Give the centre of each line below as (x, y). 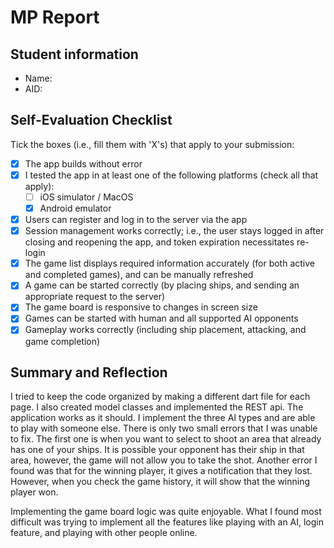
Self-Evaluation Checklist (91, 120)
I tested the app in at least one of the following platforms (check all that (171, 175)
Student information (74, 54)
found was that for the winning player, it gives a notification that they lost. (161, 471)
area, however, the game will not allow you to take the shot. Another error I (164, 460)
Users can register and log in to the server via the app (136, 220)
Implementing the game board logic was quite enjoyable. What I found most (166, 512)
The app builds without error (83, 163)
